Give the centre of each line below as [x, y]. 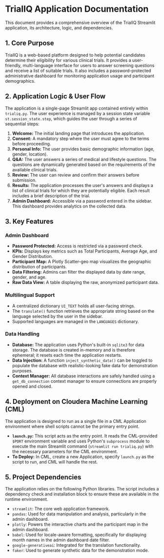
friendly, [13, 65]
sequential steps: [22, 124]
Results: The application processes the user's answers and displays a [83, 185]
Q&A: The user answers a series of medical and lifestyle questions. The [84, 159]
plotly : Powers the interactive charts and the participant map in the [80, 524]
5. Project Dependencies [43, 477]
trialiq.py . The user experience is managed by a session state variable [78, 113]
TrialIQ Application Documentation [77, 9]
